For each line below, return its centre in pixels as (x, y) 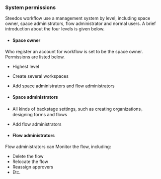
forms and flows (50, 114)
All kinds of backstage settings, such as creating (62, 109)
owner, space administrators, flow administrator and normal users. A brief (80, 23)
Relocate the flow (30, 162)
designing (23, 114)
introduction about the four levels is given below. (55, 29)
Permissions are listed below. (35, 57)
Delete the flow (28, 156)
